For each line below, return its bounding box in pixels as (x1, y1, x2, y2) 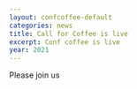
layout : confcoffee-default (9, 12, 113, 22)
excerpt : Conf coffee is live (9, 37, 121, 47)
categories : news (9, 21, 73, 30)
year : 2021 (9, 46, 49, 55)
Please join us (9, 70, 60, 80)
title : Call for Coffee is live (9, 29, 128, 38)
